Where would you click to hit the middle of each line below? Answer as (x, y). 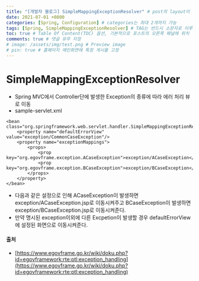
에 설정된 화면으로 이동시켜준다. (51, 225)
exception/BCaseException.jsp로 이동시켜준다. (70, 210)
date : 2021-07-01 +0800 (36, 17)
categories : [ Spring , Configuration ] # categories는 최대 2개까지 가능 (91, 22)
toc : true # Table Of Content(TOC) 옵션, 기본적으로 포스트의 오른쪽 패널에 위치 (98, 34)
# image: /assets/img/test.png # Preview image (66, 45)
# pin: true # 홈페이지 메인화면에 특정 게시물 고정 (62, 50)
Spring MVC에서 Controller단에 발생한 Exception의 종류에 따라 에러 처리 (99, 96)
